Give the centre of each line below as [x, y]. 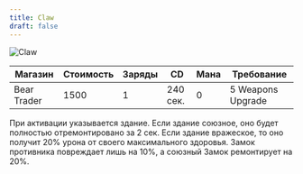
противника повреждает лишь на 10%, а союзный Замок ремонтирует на [151, 151]
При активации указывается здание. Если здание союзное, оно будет [144, 123]
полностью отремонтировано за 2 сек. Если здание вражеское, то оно [147, 133]
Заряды [140, 74]
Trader [28, 100]
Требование [259, 74]
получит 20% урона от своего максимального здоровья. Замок [132, 142]
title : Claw [32, 18]
